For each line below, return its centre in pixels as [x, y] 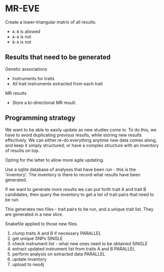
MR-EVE [23, 9]
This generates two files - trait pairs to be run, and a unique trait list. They [79, 209]
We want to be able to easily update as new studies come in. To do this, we [81, 129]
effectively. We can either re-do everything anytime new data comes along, [81, 140]
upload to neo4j [28, 264]
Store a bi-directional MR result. [44, 103]
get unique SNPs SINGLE [37, 238]
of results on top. [22, 150]
